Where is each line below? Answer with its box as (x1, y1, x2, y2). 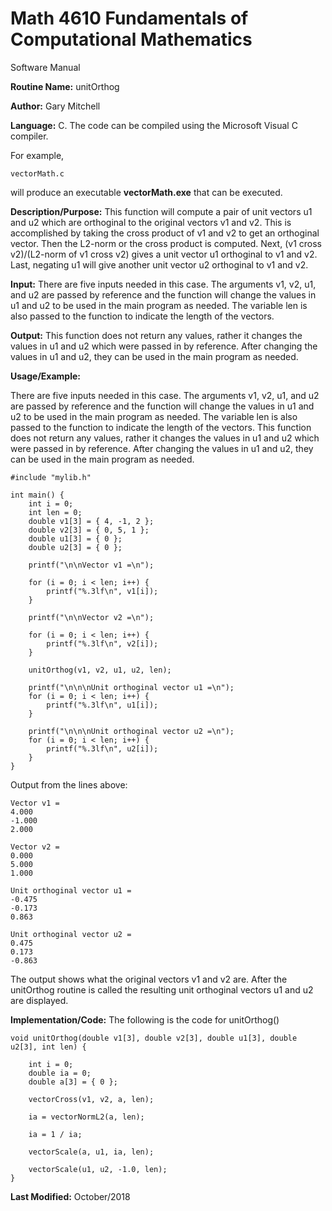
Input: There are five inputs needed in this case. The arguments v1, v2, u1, (10, 278, 317, 290)
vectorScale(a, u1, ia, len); (28, 1147, 155, 1157)
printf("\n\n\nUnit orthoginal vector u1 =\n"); (28, 682, 235, 692)
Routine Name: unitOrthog (10, 80, 120, 92)
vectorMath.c (10, 168, 65, 179)
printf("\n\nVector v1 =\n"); (28, 560, 155, 570)
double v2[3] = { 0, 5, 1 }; (28, 525, 150, 535)
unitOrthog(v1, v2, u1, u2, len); (28, 665, 172, 675)
